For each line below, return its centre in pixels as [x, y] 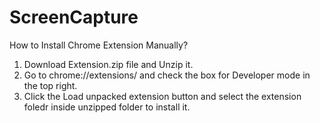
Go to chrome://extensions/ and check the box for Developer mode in [167, 75]
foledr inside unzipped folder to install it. [107, 107]
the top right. [50, 85]
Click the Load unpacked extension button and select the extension [162, 96]
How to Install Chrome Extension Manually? [99, 45]
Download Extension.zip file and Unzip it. [108, 64]
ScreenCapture [74, 17]
